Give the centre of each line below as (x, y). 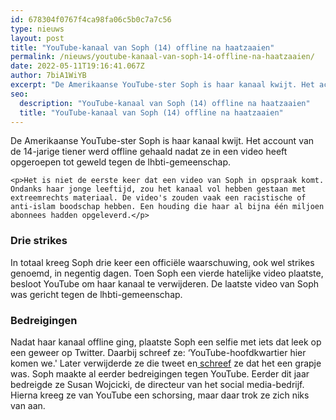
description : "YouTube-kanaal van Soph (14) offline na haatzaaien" (165, 103)
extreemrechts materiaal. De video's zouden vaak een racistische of (158, 198)
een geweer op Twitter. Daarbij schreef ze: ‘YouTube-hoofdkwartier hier (158, 352)
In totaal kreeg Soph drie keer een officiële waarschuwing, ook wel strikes (162, 262)
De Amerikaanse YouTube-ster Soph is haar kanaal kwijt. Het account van (162, 141)
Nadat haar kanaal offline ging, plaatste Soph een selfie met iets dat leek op (166, 342)
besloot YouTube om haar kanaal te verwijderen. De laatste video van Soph (165, 283)
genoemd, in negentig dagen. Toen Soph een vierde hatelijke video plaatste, (167, 273)
